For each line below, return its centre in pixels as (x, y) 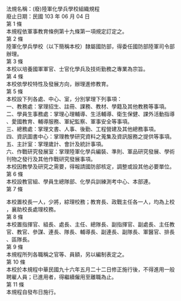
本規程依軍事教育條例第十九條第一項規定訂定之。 (67, 31)
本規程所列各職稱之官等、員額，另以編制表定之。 (67, 254)
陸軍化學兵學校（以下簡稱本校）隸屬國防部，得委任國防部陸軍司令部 (91, 46)
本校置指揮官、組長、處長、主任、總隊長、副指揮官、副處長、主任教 (91, 224)
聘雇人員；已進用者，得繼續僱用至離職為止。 (62, 277)
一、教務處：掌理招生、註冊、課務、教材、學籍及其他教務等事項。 (88, 106)
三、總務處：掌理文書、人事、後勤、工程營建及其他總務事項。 (83, 129)
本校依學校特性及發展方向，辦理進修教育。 (59, 84)
